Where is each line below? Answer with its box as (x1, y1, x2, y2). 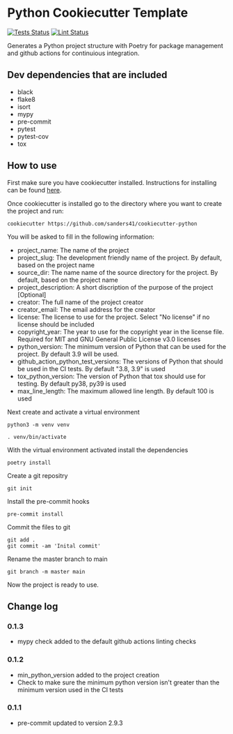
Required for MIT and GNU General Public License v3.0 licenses (17, 335, 201, 343)
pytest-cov (17, 132, 49, 140)
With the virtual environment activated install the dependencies (7, 445, 188, 454)
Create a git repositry (7, 471, 68, 479)
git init (7, 485, 33, 492)
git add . (7, 536, 36, 544)
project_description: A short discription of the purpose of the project (17, 283, 214, 291)
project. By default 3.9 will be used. (17, 350, 120, 358)
